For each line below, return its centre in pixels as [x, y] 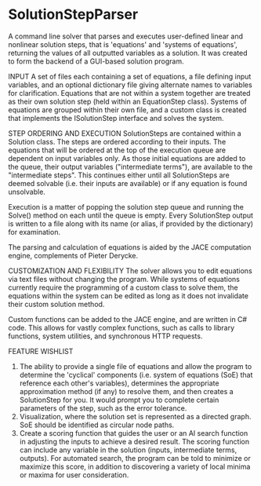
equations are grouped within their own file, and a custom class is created [127, 110]
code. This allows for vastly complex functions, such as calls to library [121, 327]
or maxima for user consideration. [74, 475]
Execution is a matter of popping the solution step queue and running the [126, 206]
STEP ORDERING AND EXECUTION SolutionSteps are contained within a [125, 133]
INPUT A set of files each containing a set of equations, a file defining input [130, 76]
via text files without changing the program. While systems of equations [124, 279]
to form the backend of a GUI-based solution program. [96, 61]
